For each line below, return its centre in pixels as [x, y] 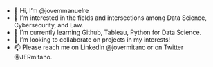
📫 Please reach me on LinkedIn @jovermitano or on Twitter [99, 47]
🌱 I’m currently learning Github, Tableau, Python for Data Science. [108, 32]
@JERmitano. [33, 57]
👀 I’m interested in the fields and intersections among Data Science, [110, 18]
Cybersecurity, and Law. [48, 25]
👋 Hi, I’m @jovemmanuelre [51, 11]
